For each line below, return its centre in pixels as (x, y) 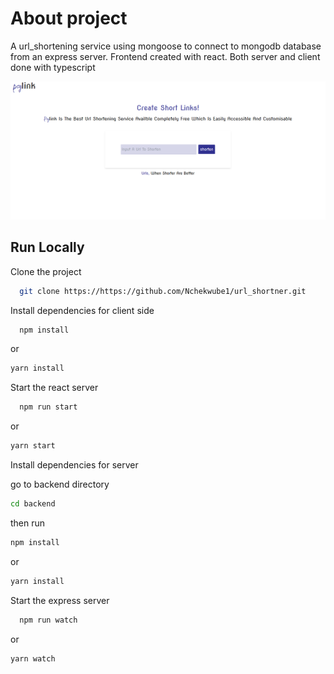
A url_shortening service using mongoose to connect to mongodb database (166, 46)
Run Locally (47, 247)
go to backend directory (60, 484)
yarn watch (33, 658)
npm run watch (48, 620)
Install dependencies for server (74, 465)
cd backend (33, 504)
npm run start (48, 407)
